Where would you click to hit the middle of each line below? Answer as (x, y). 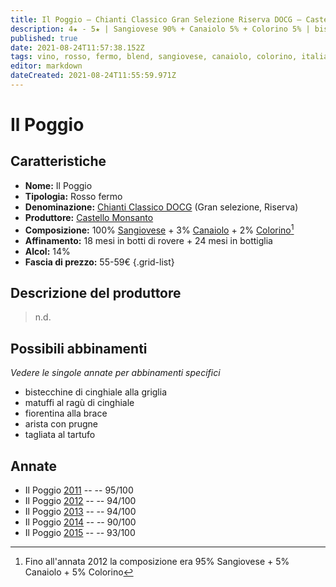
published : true (44, 38)
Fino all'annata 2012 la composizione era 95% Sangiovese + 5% (157, 561)
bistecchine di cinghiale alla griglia (96, 392)
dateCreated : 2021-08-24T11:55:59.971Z (93, 76)
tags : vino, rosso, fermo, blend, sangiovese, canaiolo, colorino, (154, 57)
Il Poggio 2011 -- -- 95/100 (79, 490)
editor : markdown (46, 66)
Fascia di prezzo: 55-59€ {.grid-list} (99, 262)
